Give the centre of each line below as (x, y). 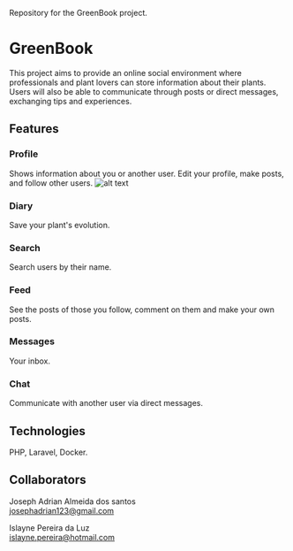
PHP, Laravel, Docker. (49, 452)
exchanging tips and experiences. (71, 101)
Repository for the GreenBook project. (78, 13)
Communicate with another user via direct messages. (106, 403)
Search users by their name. (60, 267)
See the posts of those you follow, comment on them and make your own (142, 310)
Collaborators (48, 480)
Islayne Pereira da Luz (49, 528)
